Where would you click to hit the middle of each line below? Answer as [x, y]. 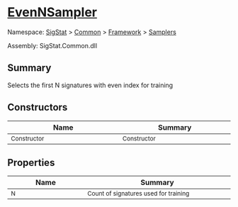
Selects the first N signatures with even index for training [90, 85]
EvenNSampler [52, 12]
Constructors [38, 107]
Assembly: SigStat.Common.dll [52, 45]
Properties [31, 163]
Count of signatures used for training [138, 194]
